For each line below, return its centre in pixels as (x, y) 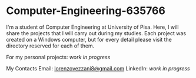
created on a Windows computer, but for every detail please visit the (89, 39)
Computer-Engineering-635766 (86, 11)
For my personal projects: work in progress (58, 57)
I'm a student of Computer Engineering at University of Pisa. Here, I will (92, 27)
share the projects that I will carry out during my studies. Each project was (96, 33)
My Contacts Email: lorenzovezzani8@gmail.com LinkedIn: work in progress (98, 68)
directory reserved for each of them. (50, 46)
